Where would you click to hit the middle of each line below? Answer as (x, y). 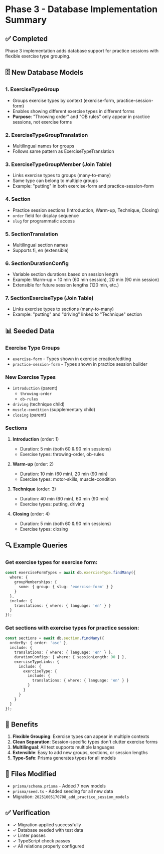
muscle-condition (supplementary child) (54, 410)
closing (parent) (29, 415)
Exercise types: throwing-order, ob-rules (62, 454)
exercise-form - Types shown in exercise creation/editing (72, 359)
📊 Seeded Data (30, 331)
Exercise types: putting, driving (52, 504)
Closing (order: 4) (31, 514)
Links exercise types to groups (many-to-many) (62, 176)
